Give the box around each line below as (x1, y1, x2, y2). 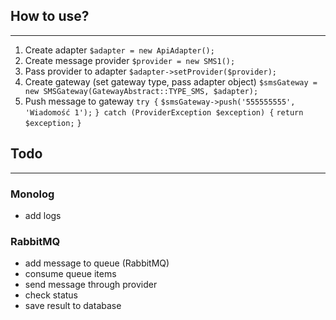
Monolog (10, 187, 55, 201)
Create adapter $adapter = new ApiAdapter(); (24, 44, 215, 56)
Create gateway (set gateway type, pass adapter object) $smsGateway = (24, 75, 318, 88)
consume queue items (24, 268, 117, 280)
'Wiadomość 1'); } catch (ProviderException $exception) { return (24, 107, 304, 118)
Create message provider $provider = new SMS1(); (24, 54, 236, 66)
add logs (24, 209, 62, 221)
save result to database (24, 300, 122, 312)
